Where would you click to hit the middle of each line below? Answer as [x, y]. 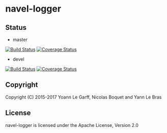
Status [16, 28]
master [20, 39]
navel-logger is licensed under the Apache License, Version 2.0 [72, 125]
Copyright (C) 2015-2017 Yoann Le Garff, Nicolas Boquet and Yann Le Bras [83, 97]
